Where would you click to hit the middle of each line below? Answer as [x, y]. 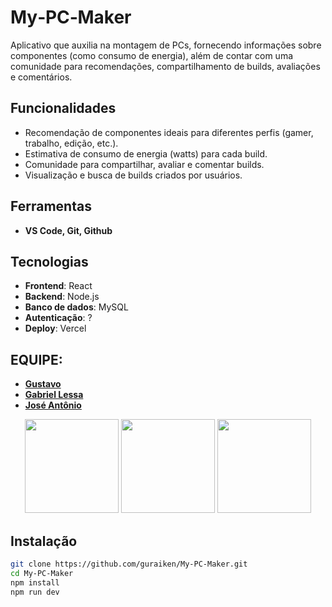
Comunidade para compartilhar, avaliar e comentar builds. [144, 164]
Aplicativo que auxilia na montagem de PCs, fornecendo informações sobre [166, 45]
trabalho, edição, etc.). [71, 143]
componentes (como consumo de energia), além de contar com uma [152, 55]
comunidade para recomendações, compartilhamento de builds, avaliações [165, 66]
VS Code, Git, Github [68, 230]
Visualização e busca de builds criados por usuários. [133, 175]
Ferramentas [51, 206]
